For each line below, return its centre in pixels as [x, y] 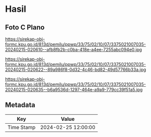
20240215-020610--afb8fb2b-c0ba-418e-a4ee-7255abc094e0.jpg [74, 50]
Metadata [20, 105]
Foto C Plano [25, 27]
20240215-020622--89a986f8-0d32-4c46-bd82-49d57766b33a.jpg [76, 69]
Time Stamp [22, 127]
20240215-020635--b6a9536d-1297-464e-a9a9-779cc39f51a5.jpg [74, 89]
